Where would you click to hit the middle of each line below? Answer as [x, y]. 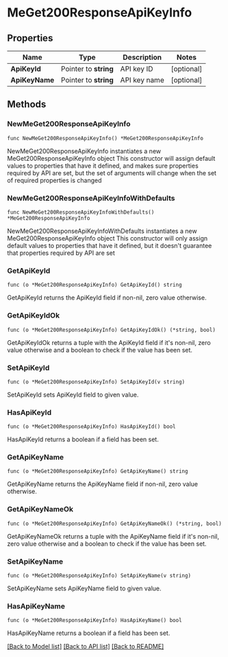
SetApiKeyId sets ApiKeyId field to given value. [73, 394]
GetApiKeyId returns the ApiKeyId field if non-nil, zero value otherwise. [107, 298]
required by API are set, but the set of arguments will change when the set [112, 172]
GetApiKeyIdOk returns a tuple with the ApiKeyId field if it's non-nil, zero [109, 342]
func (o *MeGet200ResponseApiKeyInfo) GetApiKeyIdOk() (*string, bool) [111, 330]
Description [142, 57]
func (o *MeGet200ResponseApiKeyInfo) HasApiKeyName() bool [95, 621]
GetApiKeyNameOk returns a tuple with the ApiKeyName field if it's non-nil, [113, 536]
